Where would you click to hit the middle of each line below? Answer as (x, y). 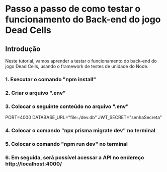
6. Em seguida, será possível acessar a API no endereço (75, 157)
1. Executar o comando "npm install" (51, 79)
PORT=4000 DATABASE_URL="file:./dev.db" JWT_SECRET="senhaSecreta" (84, 118)
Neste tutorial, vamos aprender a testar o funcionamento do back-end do (81, 61)
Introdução (23, 49)
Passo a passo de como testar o (73, 9)
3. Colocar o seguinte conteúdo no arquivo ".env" (67, 106)
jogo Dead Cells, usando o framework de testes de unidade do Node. (77, 66)
